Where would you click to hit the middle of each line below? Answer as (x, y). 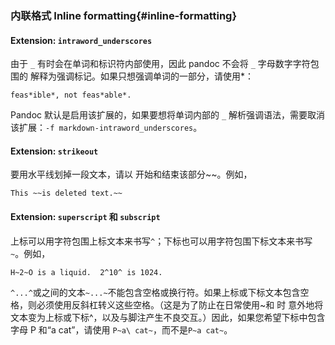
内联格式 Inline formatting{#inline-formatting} (124, 15)
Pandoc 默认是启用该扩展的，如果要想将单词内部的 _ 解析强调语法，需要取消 (168, 115)
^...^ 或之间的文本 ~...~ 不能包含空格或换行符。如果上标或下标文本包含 (155, 292)
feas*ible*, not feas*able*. (71, 95)
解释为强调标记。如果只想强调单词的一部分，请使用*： (141, 76)
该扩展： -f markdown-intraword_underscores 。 (106, 128)
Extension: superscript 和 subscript (85, 216)
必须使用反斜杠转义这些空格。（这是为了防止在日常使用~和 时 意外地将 (180, 304)
